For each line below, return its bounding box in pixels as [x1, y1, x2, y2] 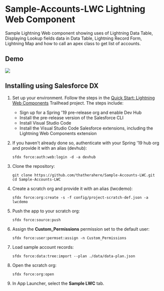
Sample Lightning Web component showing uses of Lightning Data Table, [5, 30, 153, 36]
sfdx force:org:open [12, 271, 54, 277]
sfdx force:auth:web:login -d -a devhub [12, 155, 96, 159]
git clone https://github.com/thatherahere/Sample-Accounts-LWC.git [12, 173, 155, 178]
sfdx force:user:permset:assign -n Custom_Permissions [12, 236, 127, 240]
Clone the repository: [12, 163, 55, 169]
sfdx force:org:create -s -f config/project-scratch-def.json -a [12, 195, 148, 200]
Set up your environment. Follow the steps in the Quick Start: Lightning [12, 95, 155, 101]
